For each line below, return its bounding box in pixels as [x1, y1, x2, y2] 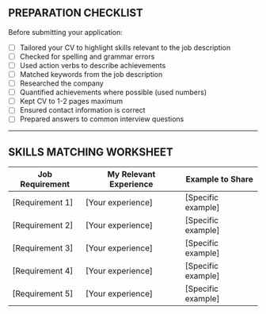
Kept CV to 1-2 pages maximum [19, 97, 123, 106]
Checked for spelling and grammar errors [19, 52, 155, 61]
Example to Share [185, 174, 253, 185]
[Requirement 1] [12, 197, 74, 209]
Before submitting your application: [8, 27, 123, 36]
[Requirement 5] [12, 289, 74, 300]
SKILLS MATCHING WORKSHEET [8, 145, 173, 159]
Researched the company [19, 78, 104, 88]
